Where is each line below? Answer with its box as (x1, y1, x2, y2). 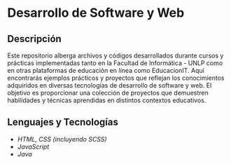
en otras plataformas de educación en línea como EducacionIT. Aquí (7, 67, 204, 74)
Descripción (7, 33, 62, 45)
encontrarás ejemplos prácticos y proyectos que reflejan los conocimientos (7, 74, 225, 82)
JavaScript (17, 142, 50, 151)
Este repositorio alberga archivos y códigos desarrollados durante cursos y (7, 51, 224, 60)
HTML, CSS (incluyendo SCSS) (17, 135, 107, 143)
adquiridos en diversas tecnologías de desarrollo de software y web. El (7, 81, 212, 89)
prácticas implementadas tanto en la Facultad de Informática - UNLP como (7, 59, 223, 67)
